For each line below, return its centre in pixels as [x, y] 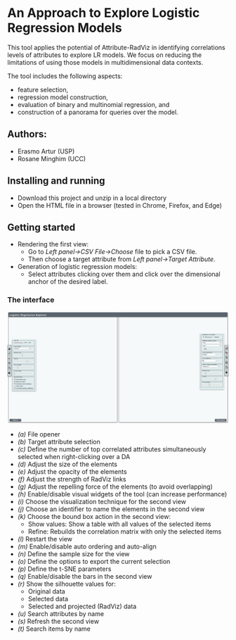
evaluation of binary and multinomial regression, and [93, 104]
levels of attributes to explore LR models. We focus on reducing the [105, 55]
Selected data [48, 598]
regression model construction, [63, 97]
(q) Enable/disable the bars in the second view [85, 576]
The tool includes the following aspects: [65, 76]
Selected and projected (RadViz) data [82, 606]
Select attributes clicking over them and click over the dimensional [124, 274]
